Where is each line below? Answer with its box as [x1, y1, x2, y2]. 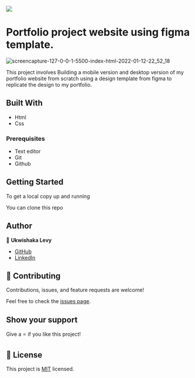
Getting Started [6, 177, 64, 187]
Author [6, 221, 32, 231]
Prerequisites [6, 135, 45, 143]
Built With [6, 98, 43, 108]
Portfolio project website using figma [6, 26, 190, 39]
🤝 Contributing [6, 271, 61, 281]
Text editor [14, 148, 41, 155]
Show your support [6, 315, 78, 325]
